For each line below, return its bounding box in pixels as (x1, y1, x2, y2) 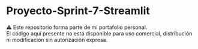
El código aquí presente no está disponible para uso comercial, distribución (6, 30, 193, 37)
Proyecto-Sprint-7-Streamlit (6, 4, 150, 18)
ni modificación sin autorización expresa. (6, 36, 108, 43)
